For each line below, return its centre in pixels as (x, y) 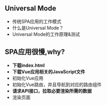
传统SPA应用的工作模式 (37, 21)
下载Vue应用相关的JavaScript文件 (49, 72)
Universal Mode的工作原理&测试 (46, 34)
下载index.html (28, 65)
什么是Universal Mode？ (38, 28)
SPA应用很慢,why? (35, 52)
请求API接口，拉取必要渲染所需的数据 (52, 91)
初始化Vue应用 (28, 78)
